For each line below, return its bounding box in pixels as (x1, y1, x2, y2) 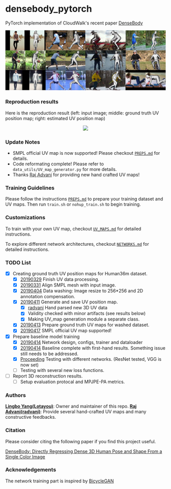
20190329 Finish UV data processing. (20, 276, 100, 282)
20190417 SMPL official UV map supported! (20, 328, 112, 334)
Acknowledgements (5, 466, 56, 473)
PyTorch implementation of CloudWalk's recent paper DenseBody (5, 20, 144, 26)
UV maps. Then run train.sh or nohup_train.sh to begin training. (5, 202, 141, 208)
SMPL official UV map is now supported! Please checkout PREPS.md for (12, 150, 160, 156)
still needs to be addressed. (20, 351, 79, 357)
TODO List (5, 259, 32, 266)
